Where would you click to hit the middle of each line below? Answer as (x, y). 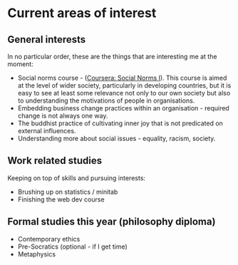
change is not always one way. (63, 116)
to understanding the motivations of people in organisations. (106, 100)
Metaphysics (36, 254)
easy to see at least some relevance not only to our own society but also (124, 93)
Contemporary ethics (49, 239)
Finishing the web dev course (61, 199)
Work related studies (55, 161)
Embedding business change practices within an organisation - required (123, 108)
